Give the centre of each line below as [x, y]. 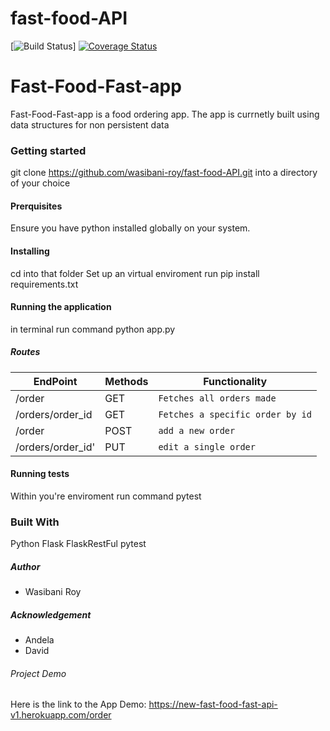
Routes [25, 352]
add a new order [197, 430]
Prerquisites [36, 206]
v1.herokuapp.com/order [61, 715]
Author [25, 566]
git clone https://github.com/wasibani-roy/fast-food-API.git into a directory [164, 173]
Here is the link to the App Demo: [78, 704]
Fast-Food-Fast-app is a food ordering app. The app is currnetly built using [165, 114]
